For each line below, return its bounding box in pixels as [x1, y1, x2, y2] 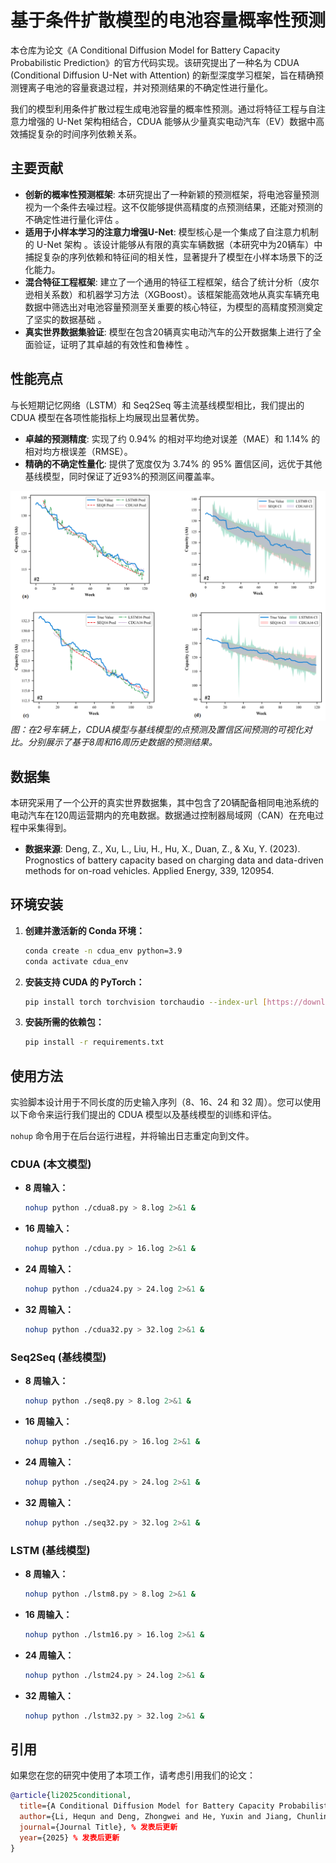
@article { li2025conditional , [10, 1791, 132, 1801]
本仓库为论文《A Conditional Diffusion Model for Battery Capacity [10, 44, 280, 56]
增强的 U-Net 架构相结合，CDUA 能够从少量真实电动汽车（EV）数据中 [27, 115, 317, 127]
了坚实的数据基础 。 [24, 313, 107, 325]
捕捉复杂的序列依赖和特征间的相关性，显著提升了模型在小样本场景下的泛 [24, 251, 323, 263]
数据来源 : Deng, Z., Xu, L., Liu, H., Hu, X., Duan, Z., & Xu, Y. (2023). [24, 843, 301, 855]
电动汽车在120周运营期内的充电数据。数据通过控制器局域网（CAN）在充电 [10, 809, 316, 821]
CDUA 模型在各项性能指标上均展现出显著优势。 [10, 411, 205, 423]
